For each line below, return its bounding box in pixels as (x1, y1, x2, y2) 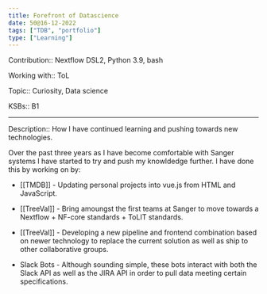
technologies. (8, 132, 53, 143)
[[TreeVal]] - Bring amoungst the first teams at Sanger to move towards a (19, 204, 259, 214)
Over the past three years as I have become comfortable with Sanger (8, 148, 234, 158)
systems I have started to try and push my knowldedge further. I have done (8, 156, 254, 166)
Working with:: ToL (8, 71, 70, 80)
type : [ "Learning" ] (8, 33, 73, 42)
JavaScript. (19, 189, 58, 198)
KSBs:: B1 (8, 101, 40, 111)
